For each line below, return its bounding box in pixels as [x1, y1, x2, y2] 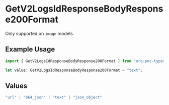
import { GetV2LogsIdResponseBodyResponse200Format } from [5, 59, 132, 64]
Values [5, 81, 28, 90]
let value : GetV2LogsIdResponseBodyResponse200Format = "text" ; [5, 68, 143, 73]
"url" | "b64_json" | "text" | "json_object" [5, 95, 102, 100]
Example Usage [5, 45, 55, 54]
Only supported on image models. [5, 30, 74, 36]
